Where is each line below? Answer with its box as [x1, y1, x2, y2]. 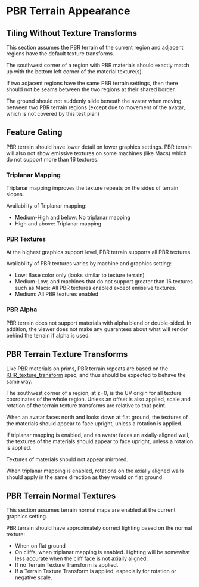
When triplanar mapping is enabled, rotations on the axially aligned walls [6, 467, 184, 474]
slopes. [6, 191, 24, 198]
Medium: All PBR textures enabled [14, 291, 99, 298]
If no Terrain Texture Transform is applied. [14, 561, 119, 569]
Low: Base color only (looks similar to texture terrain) [14, 271, 145, 279]
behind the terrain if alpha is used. [6, 332, 91, 339]
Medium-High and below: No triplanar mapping [14, 214, 131, 221]
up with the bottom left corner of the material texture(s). [6, 68, 144, 75]
